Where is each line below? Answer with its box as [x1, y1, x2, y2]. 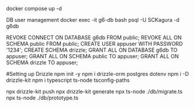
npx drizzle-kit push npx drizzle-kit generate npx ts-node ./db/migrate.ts [6, 88, 183, 95]
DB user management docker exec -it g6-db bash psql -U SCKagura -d [6, 16, 180, 23]
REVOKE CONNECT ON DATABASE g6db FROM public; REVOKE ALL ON [6, 34, 182, 41]
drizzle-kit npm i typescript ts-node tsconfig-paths [6, 76, 130, 83]
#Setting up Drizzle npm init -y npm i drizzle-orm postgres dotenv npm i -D [6, 71, 189, 77]
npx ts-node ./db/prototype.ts [6, 94, 79, 101]
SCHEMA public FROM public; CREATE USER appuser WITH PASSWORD [6, 41, 183, 47]
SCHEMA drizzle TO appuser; [6, 59, 79, 66]
